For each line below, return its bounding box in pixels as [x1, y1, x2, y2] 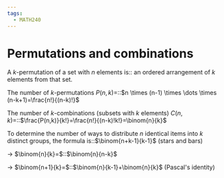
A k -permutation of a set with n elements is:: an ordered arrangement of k [7, 68, 216, 76]
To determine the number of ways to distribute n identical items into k [7, 130, 203, 138]
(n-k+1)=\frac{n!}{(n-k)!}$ [7, 96, 80, 104]
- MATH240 [13, 16, 41, 23]
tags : [7, 10, 23, 17]
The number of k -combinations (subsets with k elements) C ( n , [7, 109, 183, 117]
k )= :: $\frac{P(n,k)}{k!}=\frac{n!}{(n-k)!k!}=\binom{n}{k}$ [7, 117, 167, 125]
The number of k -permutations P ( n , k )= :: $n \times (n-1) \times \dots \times [7, 89, 217, 97]
